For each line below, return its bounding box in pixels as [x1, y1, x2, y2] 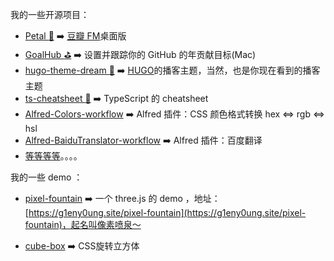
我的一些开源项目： [10, 9, 90, 20]
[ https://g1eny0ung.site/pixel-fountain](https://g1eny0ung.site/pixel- [24, 207, 307, 218]
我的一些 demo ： [10, 171, 83, 183]
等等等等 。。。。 [24, 150, 83, 162]
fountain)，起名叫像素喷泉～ [24, 219, 142, 230]
